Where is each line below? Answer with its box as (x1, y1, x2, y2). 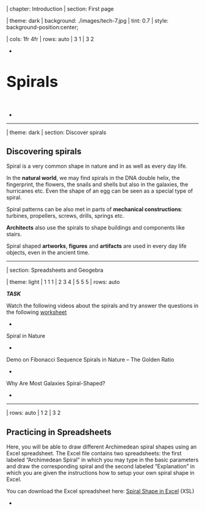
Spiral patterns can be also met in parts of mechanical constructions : (6, 206, 183, 213)
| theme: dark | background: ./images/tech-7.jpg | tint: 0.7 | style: (6, 17, 169, 24)
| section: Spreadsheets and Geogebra (6, 266, 104, 274)
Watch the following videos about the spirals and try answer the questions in (6, 302, 199, 310)
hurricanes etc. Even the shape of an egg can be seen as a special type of (6, 187, 193, 195)
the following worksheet (6, 308, 67, 316)
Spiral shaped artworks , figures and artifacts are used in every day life (6, 242, 187, 250)
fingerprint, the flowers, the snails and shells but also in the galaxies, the (6, 181, 189, 188)
